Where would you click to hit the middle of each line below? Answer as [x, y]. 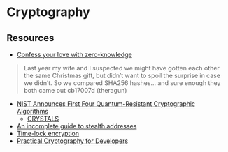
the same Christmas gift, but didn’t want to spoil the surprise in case [122, 75]
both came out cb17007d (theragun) [75, 90]
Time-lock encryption [48, 134]
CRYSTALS [43, 119]
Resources [30, 38]
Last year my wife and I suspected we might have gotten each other [121, 68]
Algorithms [33, 111]
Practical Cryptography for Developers [72, 141]
